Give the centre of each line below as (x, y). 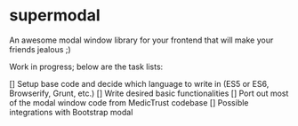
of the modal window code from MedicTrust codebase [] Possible (129, 102)
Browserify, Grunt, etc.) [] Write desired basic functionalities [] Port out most (149, 93)
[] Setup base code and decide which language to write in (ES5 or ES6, (139, 83)
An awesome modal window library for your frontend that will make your (141, 40)
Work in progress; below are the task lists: (86, 67)
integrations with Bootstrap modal (71, 112)
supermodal (55, 16)
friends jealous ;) (40, 49)
